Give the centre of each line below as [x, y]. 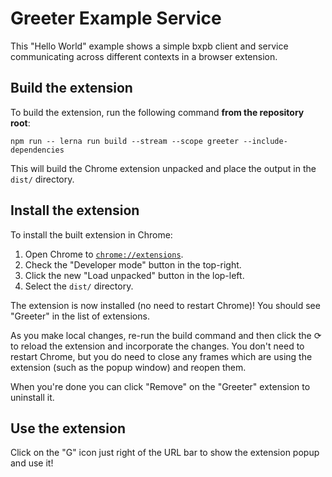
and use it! [32, 463]
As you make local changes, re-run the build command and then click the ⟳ [166, 335]
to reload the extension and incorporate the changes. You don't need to [157, 346]
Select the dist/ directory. [79, 286]
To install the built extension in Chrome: [91, 234]
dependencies [37, 150]
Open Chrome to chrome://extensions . [104, 254]
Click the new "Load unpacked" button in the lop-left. [134, 275]
